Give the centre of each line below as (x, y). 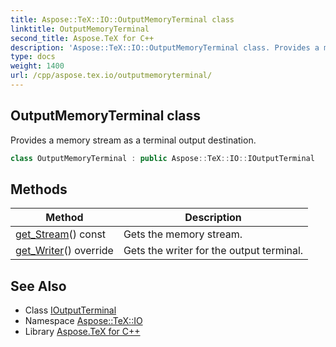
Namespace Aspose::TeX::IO (83, 321)
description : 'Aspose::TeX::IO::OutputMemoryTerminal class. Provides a (165, 47)
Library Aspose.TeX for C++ (82, 332)
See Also (38, 286)
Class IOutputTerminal (70, 310)
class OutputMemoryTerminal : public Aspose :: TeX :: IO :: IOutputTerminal (162, 158)
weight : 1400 (37, 66)
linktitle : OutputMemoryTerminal (80, 29)
